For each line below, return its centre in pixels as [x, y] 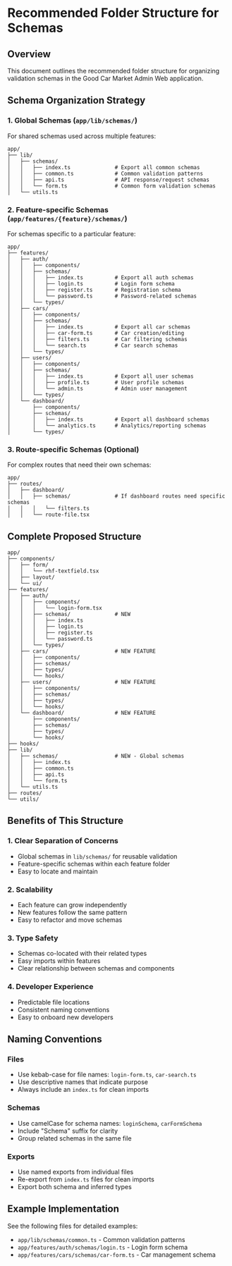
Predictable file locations [54, 1002]
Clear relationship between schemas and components [96, 969]
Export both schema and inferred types [74, 1186]
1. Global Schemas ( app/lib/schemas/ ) [72, 121]
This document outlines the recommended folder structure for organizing [114, 71]
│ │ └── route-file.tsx [49, 515]
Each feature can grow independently [72, 905]
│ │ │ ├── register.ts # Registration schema [94, 290]
